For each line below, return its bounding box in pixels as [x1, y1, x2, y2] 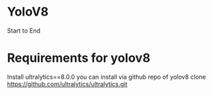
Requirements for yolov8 [7, 50, 151, 66]
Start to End [7, 26, 41, 35]
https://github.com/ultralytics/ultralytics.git [7, 79, 128, 88]
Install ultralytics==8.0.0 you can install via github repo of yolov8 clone [7, 73, 206, 81]
